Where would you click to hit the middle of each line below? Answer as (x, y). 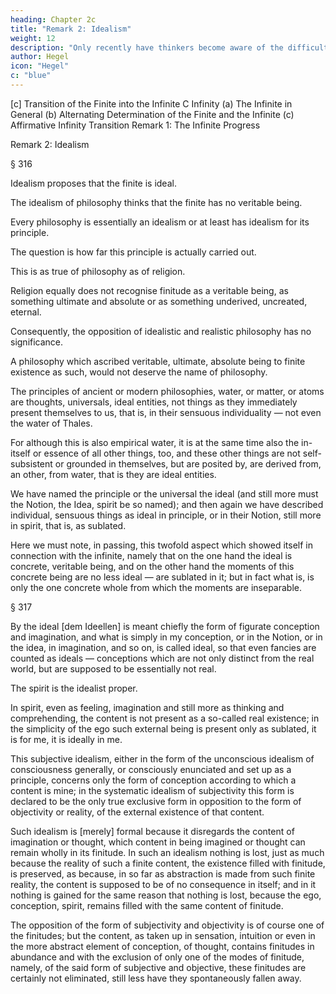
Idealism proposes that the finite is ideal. (93, 183)
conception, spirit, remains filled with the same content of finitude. (147, 905)
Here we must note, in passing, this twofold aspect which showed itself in (161, 545)
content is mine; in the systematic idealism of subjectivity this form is (152, 790)
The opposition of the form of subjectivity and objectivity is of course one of (167, 925)
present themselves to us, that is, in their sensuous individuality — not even (166, 412)
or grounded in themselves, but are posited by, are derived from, (188, 463)
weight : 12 (33, 38)
